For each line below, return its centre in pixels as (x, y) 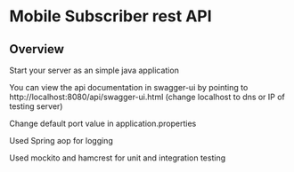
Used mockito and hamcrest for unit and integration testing (117, 158)
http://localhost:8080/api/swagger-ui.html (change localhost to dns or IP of (147, 97)
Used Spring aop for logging (61, 141)
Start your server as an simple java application (94, 70)
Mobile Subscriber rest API (110, 16)
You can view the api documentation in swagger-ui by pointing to (129, 87)
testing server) (36, 106)
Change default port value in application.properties (103, 123)
